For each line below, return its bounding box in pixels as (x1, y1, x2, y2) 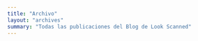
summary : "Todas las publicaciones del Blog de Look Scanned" (7, 23, 192, 30)
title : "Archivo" (7, 10, 58, 17)
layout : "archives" (7, 17, 64, 24)
